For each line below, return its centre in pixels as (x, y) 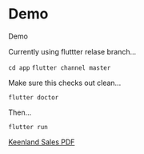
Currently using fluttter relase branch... (72, 51)
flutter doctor (34, 97)
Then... (20, 112)
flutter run (28, 127)
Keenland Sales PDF (42, 142)
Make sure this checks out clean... (65, 83)
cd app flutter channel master (60, 68)
